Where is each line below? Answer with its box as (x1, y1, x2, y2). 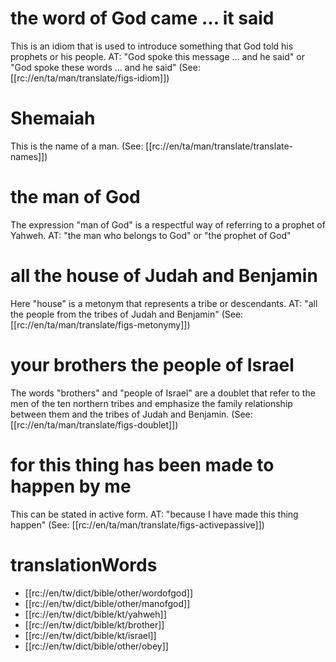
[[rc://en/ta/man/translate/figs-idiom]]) (10, 72, 170, 84)
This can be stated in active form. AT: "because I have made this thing (10, 508, 299, 520)
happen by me (10, 475, 132, 497)
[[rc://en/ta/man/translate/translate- (145, 140, 294, 152)
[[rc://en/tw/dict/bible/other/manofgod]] (24, 597, 191, 609)
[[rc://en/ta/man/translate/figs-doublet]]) (10, 418, 179, 431)
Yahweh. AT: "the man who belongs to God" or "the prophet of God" (10, 229, 292, 241)
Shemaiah (10, 107, 96, 130)
